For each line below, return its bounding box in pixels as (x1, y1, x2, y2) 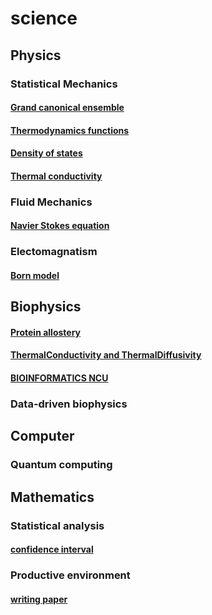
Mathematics (10, 488, 95, 506)
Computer (10, 428, 75, 445)
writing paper (10, 593, 68, 605)
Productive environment (10, 568, 131, 582)
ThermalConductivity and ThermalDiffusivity (10, 349, 202, 361)
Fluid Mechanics (10, 195, 93, 209)
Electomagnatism (10, 245, 98, 259)
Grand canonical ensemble (10, 102, 125, 114)
